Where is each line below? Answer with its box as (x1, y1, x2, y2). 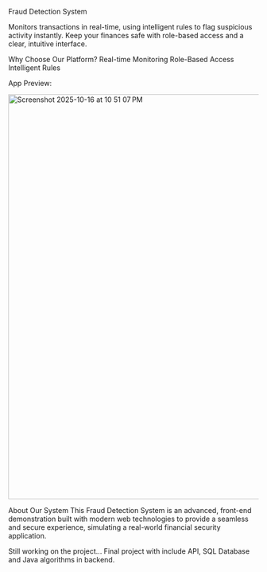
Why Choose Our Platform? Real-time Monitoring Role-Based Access (8, 55, 234, 64)
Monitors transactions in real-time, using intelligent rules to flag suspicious (8, 22, 253, 31)
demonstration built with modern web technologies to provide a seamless (8, 514, 249, 523)
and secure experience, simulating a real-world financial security (8, 523, 221, 532)
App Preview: (8, 79, 52, 88)
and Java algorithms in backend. (8, 555, 115, 564)
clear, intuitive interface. (8, 39, 87, 49)
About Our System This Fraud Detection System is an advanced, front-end (8, 506, 252, 515)
